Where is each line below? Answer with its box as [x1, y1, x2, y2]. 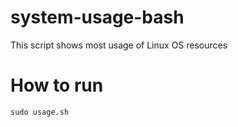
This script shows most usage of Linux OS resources [10, 39, 228, 51]
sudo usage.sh [10, 107, 70, 117]
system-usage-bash [10, 6, 185, 29]
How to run [10, 74, 104, 97]
